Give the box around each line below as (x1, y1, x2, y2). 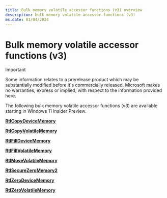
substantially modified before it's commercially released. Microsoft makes (5, 82, 160, 88)
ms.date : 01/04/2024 (5, 17, 49, 22)
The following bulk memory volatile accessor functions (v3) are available (5, 103, 158, 109)
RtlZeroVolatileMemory (5, 187, 56, 193)
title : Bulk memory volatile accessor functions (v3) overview (5, 7, 143, 13)
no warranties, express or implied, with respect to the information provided (5, 87, 162, 93)
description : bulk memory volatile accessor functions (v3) (5, 12, 136, 17)
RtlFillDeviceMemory (5, 138, 51, 144)
